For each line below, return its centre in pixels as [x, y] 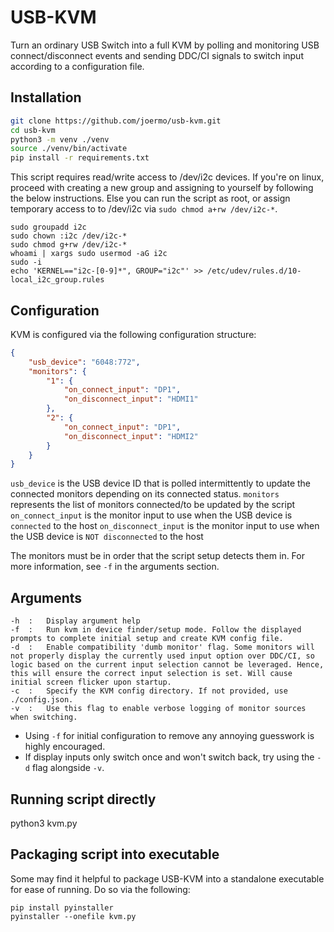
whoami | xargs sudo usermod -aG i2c [89, 254]
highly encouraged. [65, 747]
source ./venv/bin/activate [69, 149]
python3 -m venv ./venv [60, 139]
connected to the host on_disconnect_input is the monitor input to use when [165, 526]
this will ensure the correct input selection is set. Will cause [151, 674]
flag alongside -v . [68, 768]
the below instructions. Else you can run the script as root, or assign [150, 198]
